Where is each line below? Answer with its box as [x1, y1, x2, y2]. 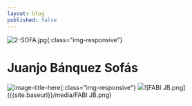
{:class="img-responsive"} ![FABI [59, 84, 162, 92]
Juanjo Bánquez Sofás [7, 60, 138, 76]
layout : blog [7, 10, 45, 17]
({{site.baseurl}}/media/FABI [7, 91, 88, 99]
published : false [7, 17, 57, 24]
